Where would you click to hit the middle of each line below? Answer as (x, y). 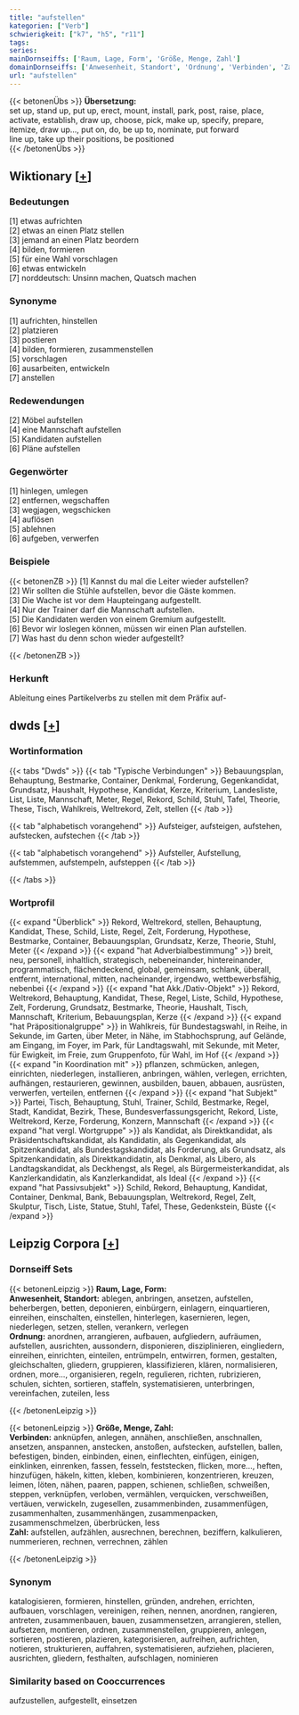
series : (24, 51)
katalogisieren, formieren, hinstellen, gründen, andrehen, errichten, (132, 1601)
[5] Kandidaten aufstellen (56, 439)
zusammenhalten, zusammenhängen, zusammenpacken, (114, 1512)
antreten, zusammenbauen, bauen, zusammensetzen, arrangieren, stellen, (145, 1620)
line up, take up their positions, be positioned (92, 138)
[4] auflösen (32, 519)
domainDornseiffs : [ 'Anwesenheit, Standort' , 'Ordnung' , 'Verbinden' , (143, 68)
